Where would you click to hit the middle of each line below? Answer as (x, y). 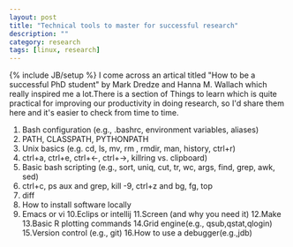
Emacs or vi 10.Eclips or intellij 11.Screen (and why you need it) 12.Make (151, 214)
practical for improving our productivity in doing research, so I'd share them (147, 103)
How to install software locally (77, 205)
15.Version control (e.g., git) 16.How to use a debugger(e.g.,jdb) (137, 233)
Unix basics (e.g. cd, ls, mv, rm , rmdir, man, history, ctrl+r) (129, 149)
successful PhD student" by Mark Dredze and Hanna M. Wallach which (138, 85)
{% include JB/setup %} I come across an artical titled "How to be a (132, 75)
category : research (45, 42)
